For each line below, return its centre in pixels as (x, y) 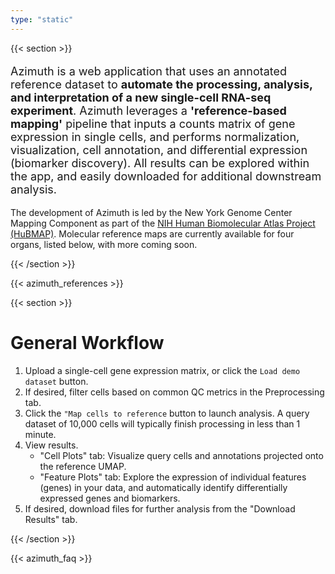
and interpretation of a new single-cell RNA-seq (141, 97)
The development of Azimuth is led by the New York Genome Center (151, 212)
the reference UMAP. (83, 466)
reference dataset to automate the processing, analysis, (161, 84)
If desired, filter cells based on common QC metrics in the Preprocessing (174, 392)
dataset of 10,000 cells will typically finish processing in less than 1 (162, 423)
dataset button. (56, 381)
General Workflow (87, 342)
